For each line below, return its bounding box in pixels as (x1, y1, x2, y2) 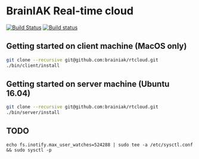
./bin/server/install (6, 110, 60, 116)
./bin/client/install (6, 63, 60, 68)
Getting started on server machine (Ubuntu (6, 79, 170, 89)
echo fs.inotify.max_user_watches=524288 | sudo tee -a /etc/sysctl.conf (6, 142, 194, 148)
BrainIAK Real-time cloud (6, 4, 134, 18)
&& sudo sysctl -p (6, 147, 52, 153)
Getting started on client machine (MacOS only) (6, 41, 187, 51)
